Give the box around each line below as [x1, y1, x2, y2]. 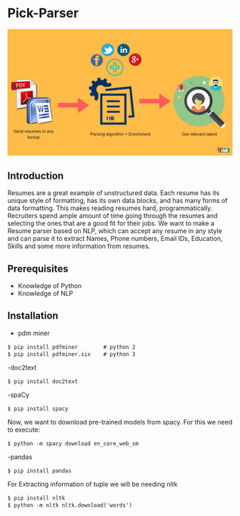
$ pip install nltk [7, 495, 66, 502]
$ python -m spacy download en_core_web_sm [7, 440, 139, 447]
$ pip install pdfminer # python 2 [7, 343, 136, 351]
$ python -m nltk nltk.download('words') [7, 502, 133, 509]
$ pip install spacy [7, 405, 69, 412]
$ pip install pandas [7, 467, 72, 475]
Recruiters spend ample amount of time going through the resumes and [7, 212, 218, 220]
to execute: [7, 425, 41, 434]
